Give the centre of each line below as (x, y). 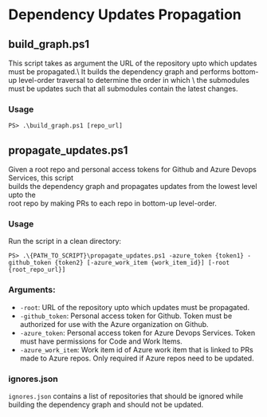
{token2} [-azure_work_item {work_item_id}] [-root (142, 263)
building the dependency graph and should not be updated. (106, 405)
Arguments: (32, 290)
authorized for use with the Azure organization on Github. (114, 324)
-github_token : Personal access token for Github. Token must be (126, 316)
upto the (22, 195)
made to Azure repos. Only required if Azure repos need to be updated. (137, 358)
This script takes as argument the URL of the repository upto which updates (133, 63)
